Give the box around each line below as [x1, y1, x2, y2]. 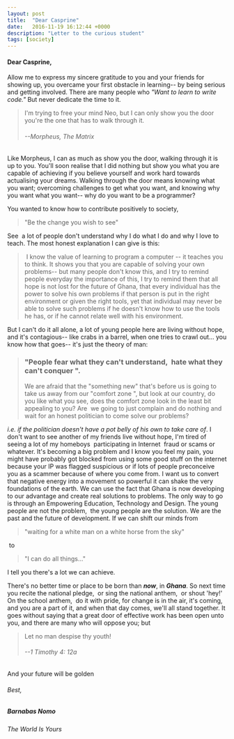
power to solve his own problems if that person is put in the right [24, 289, 210, 298]
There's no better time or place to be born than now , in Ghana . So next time [7, 581, 226, 590]
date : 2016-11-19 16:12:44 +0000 [7, 23, 111, 30]
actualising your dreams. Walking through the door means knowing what [7, 176, 215, 185]
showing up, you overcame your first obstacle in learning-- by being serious [7, 81, 226, 89]
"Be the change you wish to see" [24, 218, 119, 227]
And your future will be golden [7, 670, 94, 678]
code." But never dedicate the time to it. [7, 96, 121, 104]
